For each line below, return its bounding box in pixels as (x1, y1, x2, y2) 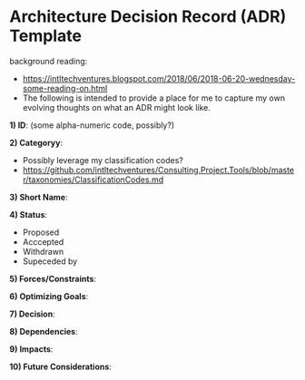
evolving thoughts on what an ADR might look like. (22, 102, 212, 112)
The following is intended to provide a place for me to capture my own (22, 93, 286, 103)
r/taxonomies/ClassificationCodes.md (22, 174, 164, 185)
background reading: (9, 55, 88, 66)
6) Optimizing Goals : (9, 290, 89, 301)
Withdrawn (22, 246, 64, 257)
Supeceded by (22, 256, 78, 267)
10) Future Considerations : (9, 361, 112, 372)
